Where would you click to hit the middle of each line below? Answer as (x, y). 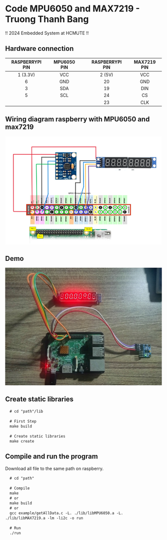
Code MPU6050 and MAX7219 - (73, 9)
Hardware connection (40, 49)
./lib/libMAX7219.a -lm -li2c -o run (44, 518)
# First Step (23, 421)
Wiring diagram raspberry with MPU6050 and (78, 119)
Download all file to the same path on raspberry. (54, 468)
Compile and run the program (52, 457)
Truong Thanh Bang (47, 19)
